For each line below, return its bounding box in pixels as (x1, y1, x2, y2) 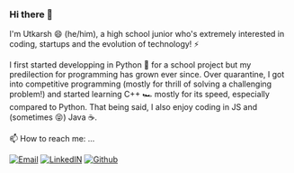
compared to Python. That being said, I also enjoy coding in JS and (9, 102, 258, 113)
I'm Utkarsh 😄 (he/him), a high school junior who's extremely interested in (9, 29, 285, 40)
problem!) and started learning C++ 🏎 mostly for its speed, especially (9, 89, 270, 100)
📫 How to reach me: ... (9, 133, 95, 144)
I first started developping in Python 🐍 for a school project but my (9, 59, 252, 70)
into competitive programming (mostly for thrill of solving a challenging (9, 78, 272, 89)
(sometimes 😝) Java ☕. (9, 112, 97, 123)
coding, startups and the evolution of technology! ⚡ (9, 39, 200, 50)
